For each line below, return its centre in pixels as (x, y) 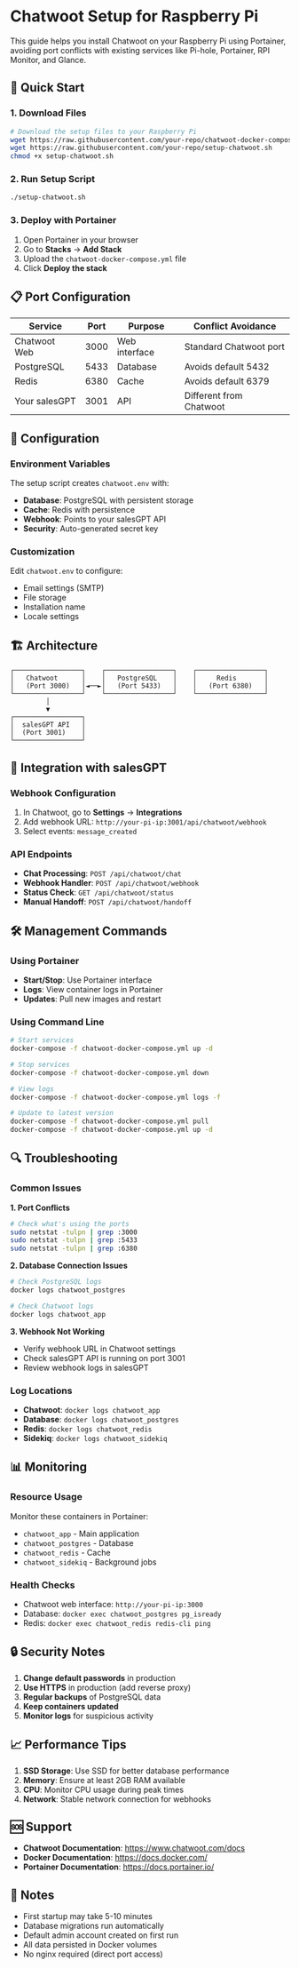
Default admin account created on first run (101, 1935)
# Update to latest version (62, 1113)
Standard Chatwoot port (234, 347)
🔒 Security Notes (58, 1652)
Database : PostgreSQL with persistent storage (108, 500)
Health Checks (43, 1585)
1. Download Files (48, 113)
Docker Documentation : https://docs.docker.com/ (115, 1858)
